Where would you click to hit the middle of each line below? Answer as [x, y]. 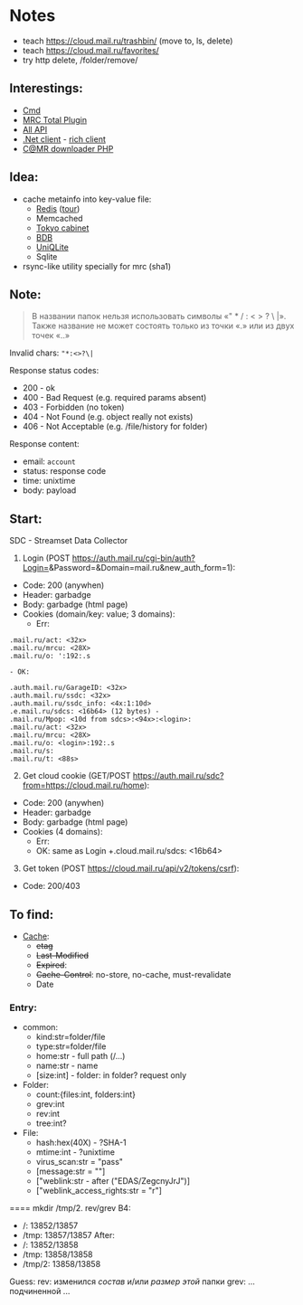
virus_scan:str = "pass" [80, 1162]
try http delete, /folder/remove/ [80, 60]
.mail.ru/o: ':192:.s [50, 657]
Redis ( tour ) [58, 208]
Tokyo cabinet [62, 228]
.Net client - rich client [64, 139]
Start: [26, 519]
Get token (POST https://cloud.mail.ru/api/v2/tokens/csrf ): [131, 868]
